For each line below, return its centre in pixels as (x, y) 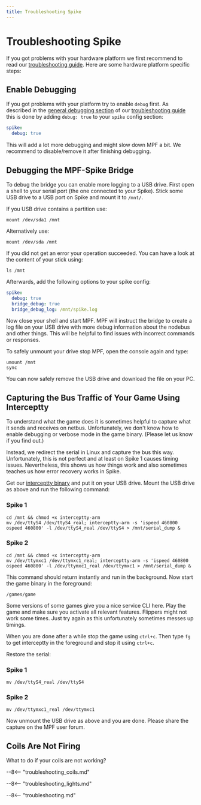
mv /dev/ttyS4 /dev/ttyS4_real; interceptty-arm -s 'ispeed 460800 (92, 522)
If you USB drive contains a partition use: (57, 209)
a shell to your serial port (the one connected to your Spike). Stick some (95, 191)
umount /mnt (21, 363)
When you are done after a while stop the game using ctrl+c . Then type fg (98, 636)
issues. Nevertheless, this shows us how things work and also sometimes (97, 465)
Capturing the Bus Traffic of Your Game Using (93, 397)
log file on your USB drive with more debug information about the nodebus (98, 327)
